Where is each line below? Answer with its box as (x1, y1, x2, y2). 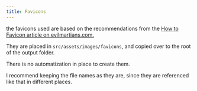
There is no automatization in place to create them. (6, 60, 130, 67)
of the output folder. (6, 48, 55, 56)
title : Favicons (6, 8, 46, 15)
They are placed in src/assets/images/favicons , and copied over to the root (6, 43, 191, 50)
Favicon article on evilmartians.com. (6, 31, 95, 38)
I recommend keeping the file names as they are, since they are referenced (6, 71, 189, 79)
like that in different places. (6, 78, 73, 85)
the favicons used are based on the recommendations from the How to (6, 25, 179, 32)
